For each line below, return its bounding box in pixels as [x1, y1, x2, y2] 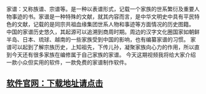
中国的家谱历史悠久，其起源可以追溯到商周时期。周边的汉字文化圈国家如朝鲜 [6, 28, 200, 35]
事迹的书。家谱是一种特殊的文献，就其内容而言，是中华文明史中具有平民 [11, 13, 194, 20]
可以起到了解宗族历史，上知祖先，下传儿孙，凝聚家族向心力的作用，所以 [11, 43, 194, 51]
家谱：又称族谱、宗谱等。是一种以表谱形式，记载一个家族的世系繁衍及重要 [6, 5, 194, 12]
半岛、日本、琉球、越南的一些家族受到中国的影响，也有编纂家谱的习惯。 [6, 36, 189, 43]
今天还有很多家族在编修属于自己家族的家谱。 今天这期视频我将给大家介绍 [11, 51, 196, 58]
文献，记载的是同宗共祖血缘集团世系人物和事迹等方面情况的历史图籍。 [17, 21, 194, 27]
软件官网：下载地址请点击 [6, 78, 103, 89]
